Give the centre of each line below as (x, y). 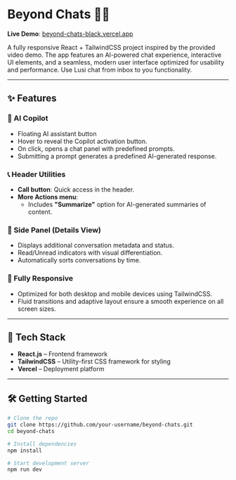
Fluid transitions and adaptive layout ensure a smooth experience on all (120, 301)
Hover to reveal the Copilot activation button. (82, 141)
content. (40, 212)
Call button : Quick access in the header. (76, 189)
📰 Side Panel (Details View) (54, 229)
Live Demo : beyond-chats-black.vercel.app (70, 34)
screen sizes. (37, 309)
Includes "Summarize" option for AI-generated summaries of (117, 204)
